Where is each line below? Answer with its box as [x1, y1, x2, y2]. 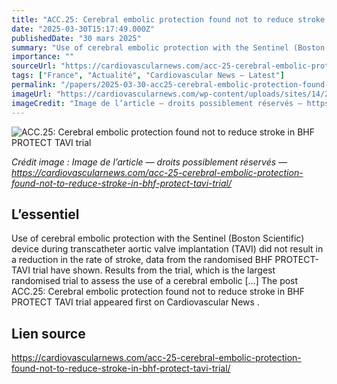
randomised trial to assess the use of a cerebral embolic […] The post [11, 275, 299, 287]
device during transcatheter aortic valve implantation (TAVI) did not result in [11, 243, 324, 255]
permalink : [11, 80, 57, 90]
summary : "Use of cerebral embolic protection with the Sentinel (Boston [11, 42, 326, 53]
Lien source [11, 325, 86, 342]
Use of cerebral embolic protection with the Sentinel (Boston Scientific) [11, 232, 305, 245]
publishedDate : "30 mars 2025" [11, 33, 142, 43]
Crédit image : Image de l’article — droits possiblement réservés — [11, 156, 288, 168]
